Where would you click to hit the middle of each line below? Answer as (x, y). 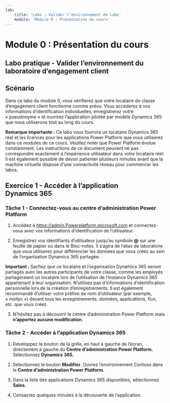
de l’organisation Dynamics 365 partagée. (56, 257)
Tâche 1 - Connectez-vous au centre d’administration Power (81, 208)
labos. (12, 170)
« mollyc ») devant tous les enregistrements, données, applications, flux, (81, 299)
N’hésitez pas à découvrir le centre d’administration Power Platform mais (89, 314)
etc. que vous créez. (27, 305)
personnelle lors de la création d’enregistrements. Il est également (74, 288)
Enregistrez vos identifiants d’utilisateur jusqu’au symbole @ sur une (84, 241)
